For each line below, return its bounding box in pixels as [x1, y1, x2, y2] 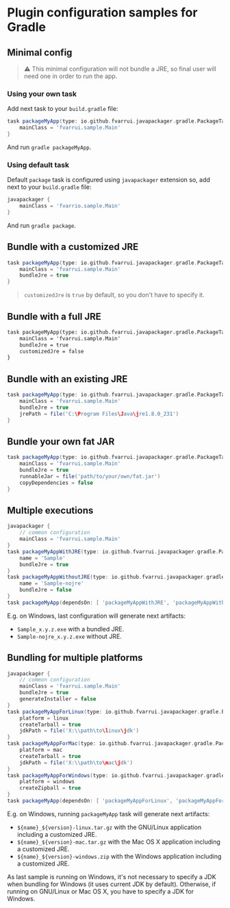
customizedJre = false [19, 348, 84, 355]
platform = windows [19, 779, 75, 785]
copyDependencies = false [19, 479, 94, 486]
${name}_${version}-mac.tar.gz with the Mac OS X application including [16, 837, 221, 846]
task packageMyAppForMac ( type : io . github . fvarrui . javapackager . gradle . [7, 740, 216, 747]
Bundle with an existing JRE [7, 373, 128, 385]
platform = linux [19, 714, 69, 722]
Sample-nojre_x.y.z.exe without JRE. [16, 632, 122, 640]
